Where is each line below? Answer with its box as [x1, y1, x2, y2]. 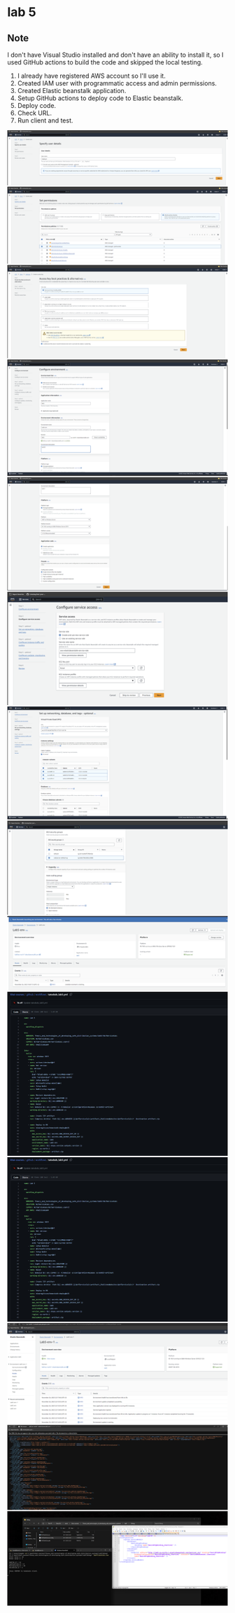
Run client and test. [17, 116, 73, 125]
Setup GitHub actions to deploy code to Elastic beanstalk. [17, 94, 183, 102]
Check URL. [17, 109, 52, 117]
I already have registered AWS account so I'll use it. [17, 71, 166, 80]
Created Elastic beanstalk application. [17, 87, 127, 95]
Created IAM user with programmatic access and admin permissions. [17, 79, 217, 88]
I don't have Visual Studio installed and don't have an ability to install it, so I [7, 50, 224, 59]
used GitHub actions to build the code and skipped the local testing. [7, 58, 203, 67]
